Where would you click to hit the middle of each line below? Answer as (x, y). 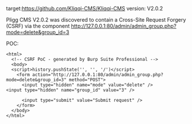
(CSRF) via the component (38, 26)
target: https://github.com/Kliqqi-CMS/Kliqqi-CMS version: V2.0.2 (85, 8)
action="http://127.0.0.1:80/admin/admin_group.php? (98, 75)
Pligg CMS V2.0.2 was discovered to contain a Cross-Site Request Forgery (96, 20)
